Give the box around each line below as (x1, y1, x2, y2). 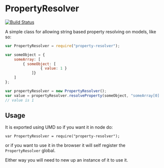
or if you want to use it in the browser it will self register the (5, 142, 126, 148)
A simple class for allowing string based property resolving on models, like (5, 28, 157, 34)
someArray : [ (14, 57, 41, 62)
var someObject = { (5, 52, 45, 57)
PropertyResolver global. (5, 148, 56, 154)
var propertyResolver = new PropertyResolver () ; (5, 88, 107, 93)
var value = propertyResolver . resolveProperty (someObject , (5, 93, 129, 98)
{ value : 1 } (40, 66, 67, 71)
